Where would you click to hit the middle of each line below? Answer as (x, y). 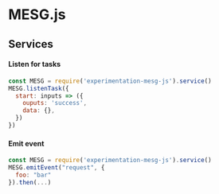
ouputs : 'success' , (55, 103)
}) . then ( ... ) (30, 182)
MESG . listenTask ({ (39, 88)
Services (31, 44)
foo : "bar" (33, 175)
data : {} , (39, 111)
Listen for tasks (35, 64)
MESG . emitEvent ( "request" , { (57, 167)
